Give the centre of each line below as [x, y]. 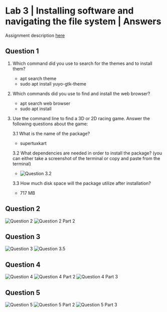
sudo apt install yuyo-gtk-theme [53, 84]
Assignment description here [35, 35]
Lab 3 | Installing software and [69, 11]
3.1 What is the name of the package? [51, 133]
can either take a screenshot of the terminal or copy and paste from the [86, 158]
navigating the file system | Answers [83, 21]
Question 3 [23, 237]
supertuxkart [33, 143]
